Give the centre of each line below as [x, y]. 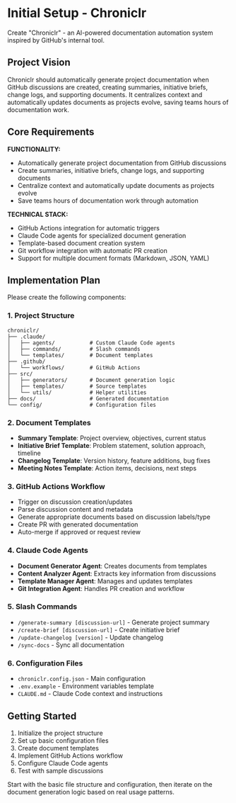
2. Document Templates [49, 422]
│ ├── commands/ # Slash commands [74, 349]
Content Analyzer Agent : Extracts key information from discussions [117, 573]
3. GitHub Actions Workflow [56, 486]
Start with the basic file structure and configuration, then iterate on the [110, 784]
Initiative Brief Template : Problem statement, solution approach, [112, 445]
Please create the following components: [67, 297]
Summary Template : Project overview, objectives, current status [112, 438]
